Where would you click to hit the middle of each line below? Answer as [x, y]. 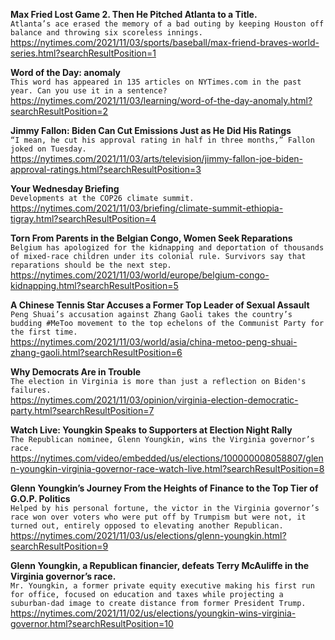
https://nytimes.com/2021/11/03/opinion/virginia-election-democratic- [154, 400]
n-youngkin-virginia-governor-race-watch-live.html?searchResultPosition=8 [167, 468]
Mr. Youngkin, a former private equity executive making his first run [162, 586]
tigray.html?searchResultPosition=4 [83, 218]
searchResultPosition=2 [59, 111]
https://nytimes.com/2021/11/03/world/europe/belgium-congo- [140, 275]
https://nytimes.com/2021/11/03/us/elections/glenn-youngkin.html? [148, 535]
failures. [31, 390]
